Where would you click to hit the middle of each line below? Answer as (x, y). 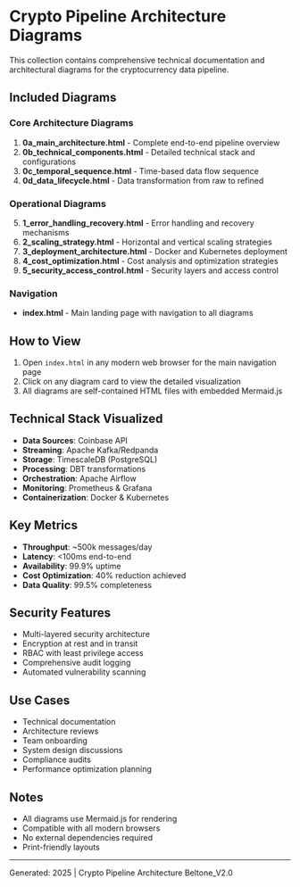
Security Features (60, 613)
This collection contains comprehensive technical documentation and (137, 60)
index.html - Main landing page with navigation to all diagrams (137, 313)
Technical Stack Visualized (86, 419)
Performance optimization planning (87, 769)
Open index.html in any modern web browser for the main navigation (149, 362)
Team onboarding (54, 741)
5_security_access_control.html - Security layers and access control (150, 270)
